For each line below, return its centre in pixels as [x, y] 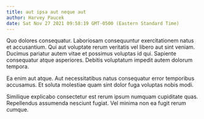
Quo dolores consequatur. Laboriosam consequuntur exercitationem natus [100, 41]
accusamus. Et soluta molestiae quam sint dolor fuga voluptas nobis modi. [100, 85]
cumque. [17, 110]
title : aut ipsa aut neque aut [46, 12]
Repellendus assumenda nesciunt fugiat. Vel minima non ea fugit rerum [96, 103]
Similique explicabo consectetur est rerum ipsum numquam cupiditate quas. [102, 97]
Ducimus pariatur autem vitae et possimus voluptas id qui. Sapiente [91, 54]
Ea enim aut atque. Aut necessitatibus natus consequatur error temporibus [100, 78]
